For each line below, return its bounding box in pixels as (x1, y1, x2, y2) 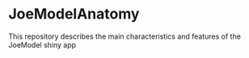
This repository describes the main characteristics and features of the (8, 31, 241, 41)
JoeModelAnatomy (8, 5, 140, 23)
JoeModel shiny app (8, 39, 77, 49)
